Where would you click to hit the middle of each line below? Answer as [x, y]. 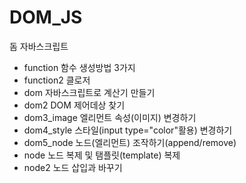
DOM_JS [46, 17]
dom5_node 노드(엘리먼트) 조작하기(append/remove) [130, 142]
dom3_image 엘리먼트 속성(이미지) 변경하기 [110, 117]
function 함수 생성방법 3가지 [79, 67]
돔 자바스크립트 [39, 46]
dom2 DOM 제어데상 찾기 [74, 105]
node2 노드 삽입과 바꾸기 [73, 167]
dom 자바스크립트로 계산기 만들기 [89, 92]
